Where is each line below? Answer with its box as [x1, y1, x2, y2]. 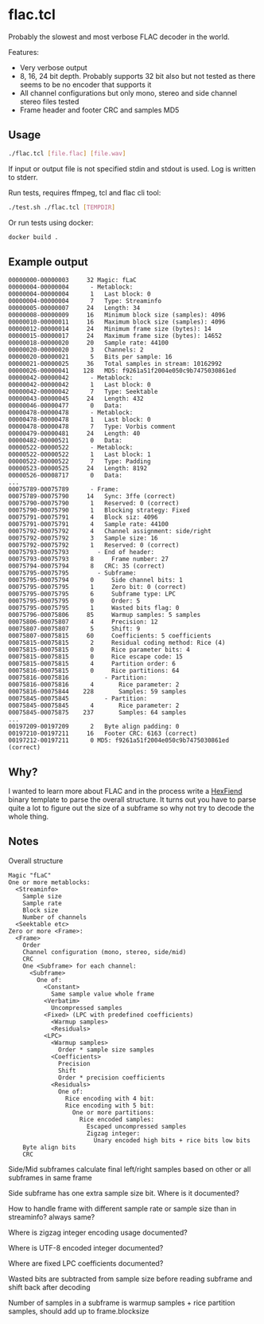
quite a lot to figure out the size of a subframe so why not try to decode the [8, 803, 254, 812]
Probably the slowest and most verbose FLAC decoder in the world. [8, 32, 231, 41]
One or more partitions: [72, 1108, 155, 1117]
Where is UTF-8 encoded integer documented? [8, 1243, 164, 1252]
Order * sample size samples [58, 1046, 155, 1054]
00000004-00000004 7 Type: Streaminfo [8, 297, 161, 305]
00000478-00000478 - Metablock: [8, 409, 134, 417]
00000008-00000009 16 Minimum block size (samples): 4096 [8, 311, 226, 320]
